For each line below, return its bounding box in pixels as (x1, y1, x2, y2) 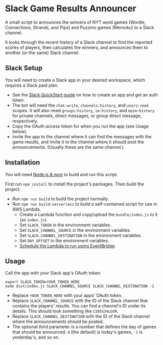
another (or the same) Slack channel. (5, 50, 80, 56)
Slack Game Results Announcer (5, 3, 137, 14)
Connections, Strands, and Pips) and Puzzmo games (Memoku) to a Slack (5, 24, 154, 30)
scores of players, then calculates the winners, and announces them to (5, 44, 148, 50)
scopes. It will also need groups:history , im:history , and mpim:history (12, 107, 155, 113)
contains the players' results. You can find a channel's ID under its (12, 303, 146, 309)
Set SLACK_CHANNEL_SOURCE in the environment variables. (19, 227, 131, 233)
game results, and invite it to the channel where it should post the (12, 139, 144, 145)
